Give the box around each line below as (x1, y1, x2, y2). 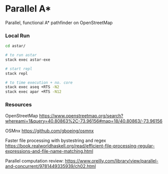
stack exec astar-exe (5, 57, 51, 62)
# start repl (5, 66, 33, 71)
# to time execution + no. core (5, 80, 73, 85)
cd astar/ (5, 44, 26, 49)
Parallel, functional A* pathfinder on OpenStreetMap (5, 20, 113, 26)
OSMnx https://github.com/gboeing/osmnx (5, 127, 94, 133)
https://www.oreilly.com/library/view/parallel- (65, 157, 159, 163)
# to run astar (5, 53, 37, 58)
